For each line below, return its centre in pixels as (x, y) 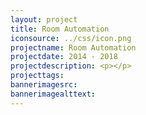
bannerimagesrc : (44, 85)
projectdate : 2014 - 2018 (64, 57)
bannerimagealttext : (53, 94)
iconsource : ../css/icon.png (71, 38)
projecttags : (37, 76)
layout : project (44, 19)
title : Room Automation (60, 29)
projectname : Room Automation (73, 47)
